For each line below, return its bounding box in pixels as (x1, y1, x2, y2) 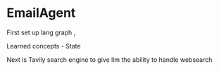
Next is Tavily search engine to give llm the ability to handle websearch (6, 55, 213, 64)
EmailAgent (6, 5, 76, 21)
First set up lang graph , (6, 28, 76, 37)
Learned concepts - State (6, 41, 82, 50)
